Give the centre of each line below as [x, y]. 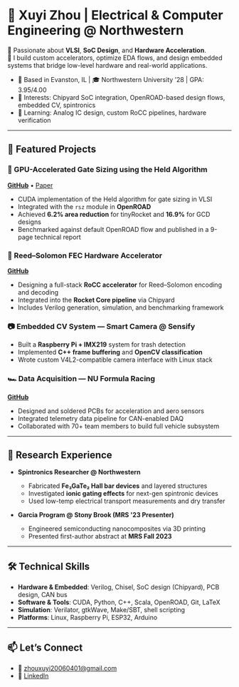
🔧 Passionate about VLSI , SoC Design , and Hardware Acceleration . [107, 50]
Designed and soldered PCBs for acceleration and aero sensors [111, 411]
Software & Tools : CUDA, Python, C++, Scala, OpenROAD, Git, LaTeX [119, 602]
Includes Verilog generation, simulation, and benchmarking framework [121, 307]
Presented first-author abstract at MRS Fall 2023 [100, 536]
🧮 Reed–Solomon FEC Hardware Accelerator [85, 255]
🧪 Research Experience [60, 455]
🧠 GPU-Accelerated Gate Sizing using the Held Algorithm [107, 170]
